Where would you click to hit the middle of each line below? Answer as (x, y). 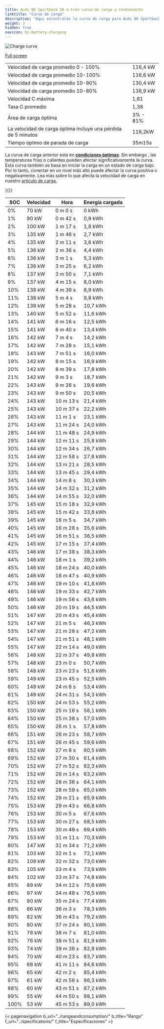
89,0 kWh (95, 1004)
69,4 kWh (95, 829)
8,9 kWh (93, 290)
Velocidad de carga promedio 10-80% (52, 91)
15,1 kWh (95, 346)
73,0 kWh (95, 861)
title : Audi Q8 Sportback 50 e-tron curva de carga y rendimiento (74, 10)
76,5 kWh (95, 893)
